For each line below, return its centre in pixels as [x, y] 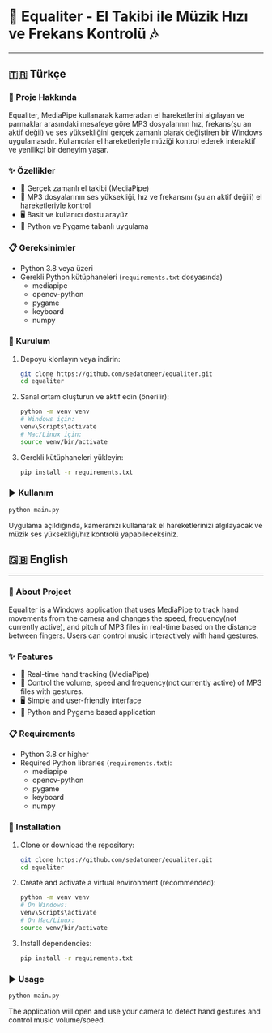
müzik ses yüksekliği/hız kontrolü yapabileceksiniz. [93, 534]
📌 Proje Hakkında [42, 97]
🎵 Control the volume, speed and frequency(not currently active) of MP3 [141, 683]
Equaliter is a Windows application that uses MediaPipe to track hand [123, 609]
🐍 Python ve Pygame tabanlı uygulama [84, 226]
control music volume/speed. [57, 1020]
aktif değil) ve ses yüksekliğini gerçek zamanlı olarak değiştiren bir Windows [136, 132]
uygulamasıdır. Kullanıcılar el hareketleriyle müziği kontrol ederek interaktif [132, 140]
